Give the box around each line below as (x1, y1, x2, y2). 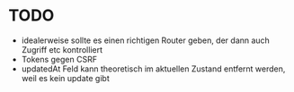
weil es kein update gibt (21, 72, 110, 83)
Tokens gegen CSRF (21, 54, 98, 64)
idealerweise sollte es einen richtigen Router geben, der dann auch (21, 35, 271, 46)
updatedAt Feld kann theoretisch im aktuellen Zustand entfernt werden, (21, 63, 286, 74)
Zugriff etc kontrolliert (21, 44, 103, 54)
